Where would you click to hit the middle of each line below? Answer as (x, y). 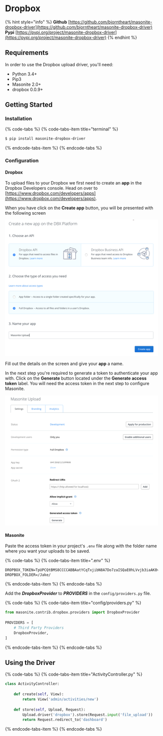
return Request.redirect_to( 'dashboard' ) (65, 720)
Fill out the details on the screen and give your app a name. (64, 364)
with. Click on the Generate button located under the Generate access (76, 378)
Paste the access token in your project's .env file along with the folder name (81, 546)
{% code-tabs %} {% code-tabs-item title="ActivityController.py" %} (74, 674)
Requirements (27, 53)
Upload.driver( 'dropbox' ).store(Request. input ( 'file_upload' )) (88, 715)
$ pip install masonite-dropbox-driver (45, 139)
